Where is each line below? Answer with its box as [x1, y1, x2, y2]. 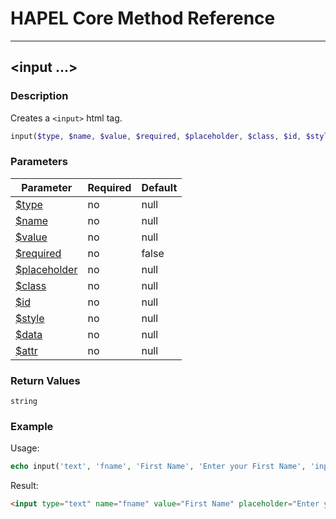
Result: [10, 480, 39, 492]
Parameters [10, 155, 68, 169]
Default [141, 180, 178, 194]
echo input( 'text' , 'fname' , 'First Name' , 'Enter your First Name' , [10, 462, 307, 472]
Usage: [10, 442, 40, 454]
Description [10, 89, 69, 103]
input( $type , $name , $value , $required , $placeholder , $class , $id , [10, 131, 302, 141]
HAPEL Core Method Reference [10, 7, 276, 30]
